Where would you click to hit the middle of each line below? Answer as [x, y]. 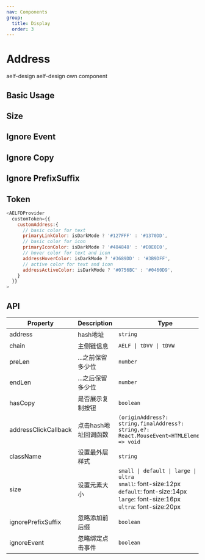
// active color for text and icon [68, 264]
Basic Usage [31, 95]
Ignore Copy [30, 157]
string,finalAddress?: [151, 424]
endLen [20, 382]
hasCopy [22, 403]
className [25, 457]
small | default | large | [157, 471]
